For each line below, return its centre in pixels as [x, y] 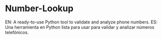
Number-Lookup [39, 9]
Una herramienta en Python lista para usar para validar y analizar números [80, 27]
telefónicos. [17, 32]
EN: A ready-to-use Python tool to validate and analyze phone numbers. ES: [81, 22]
